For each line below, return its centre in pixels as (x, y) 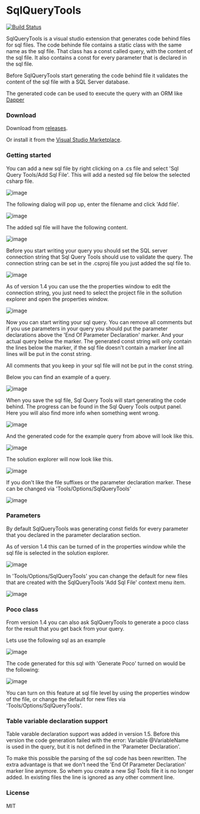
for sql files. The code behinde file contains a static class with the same (94, 45)
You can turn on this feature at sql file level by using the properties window (98, 693)
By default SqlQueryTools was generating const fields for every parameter (97, 529)
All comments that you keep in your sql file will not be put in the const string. (100, 365)
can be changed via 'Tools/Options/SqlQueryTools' (69, 489)
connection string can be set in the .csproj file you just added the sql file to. (99, 263)
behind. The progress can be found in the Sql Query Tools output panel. (94, 406)
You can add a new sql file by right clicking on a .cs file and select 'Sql (93, 168)
